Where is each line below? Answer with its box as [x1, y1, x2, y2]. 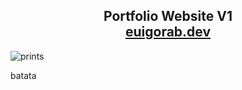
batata [10, 69, 37, 81]
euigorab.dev [124, 24, 212, 41]
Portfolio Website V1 [103, 8, 233, 25]
